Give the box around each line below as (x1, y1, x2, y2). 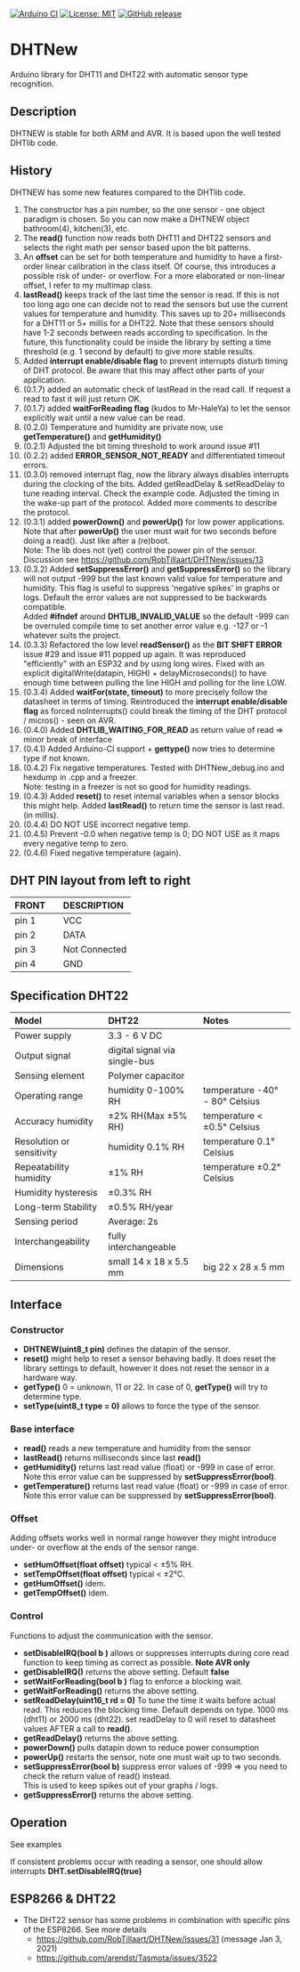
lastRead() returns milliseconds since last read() (22, 1452, 201, 1464)
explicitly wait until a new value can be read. (22, 412, 186, 423)
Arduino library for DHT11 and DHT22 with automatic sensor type (10, 69, 248, 79)
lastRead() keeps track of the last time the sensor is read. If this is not (22, 289, 280, 300)
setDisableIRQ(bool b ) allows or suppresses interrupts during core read (22, 1647, 289, 1658)
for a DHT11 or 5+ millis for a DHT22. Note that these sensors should (22, 317, 274, 329)
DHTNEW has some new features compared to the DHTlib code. (10, 187, 246, 198)
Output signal (14, 1050, 71, 1062)
